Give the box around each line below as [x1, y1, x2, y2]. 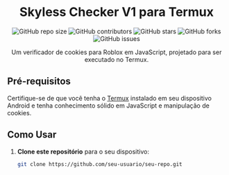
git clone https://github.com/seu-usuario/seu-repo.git [17, 160, 183, 167]
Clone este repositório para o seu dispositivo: [17, 147, 149, 156]
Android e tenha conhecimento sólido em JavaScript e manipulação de [7, 101, 210, 110]
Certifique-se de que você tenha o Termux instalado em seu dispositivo [7, 94, 212, 102]
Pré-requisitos [7, 76, 71, 87]
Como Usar [7, 129, 57, 141]
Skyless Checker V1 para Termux [19, 4, 214, 20]
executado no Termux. [84, 55, 149, 63]
